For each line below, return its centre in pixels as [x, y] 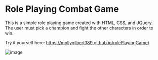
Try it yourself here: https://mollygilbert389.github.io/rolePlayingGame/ [77, 42]
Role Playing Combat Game [62, 9]
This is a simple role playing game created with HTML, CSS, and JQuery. [79, 23]
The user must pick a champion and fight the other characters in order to [79, 28]
